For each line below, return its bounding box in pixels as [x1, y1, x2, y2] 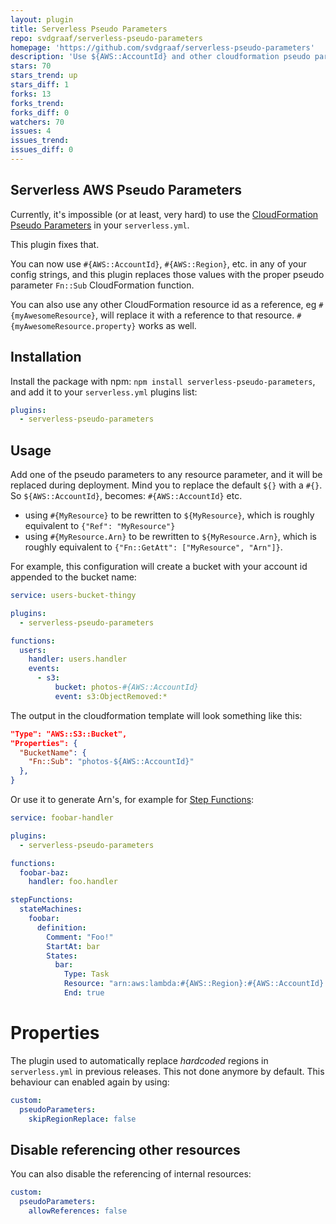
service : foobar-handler [10, 813, 114, 823]
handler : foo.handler [28, 877, 118, 887]
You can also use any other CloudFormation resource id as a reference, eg [10, 298, 317, 310]
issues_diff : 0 [10, 145, 74, 155]
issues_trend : [10, 136, 70, 146]
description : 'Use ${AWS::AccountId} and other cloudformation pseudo [10, 52, 311, 62]
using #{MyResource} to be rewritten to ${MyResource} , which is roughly [24, 509, 315, 521]
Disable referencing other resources [10, 1141, 241, 1158]
